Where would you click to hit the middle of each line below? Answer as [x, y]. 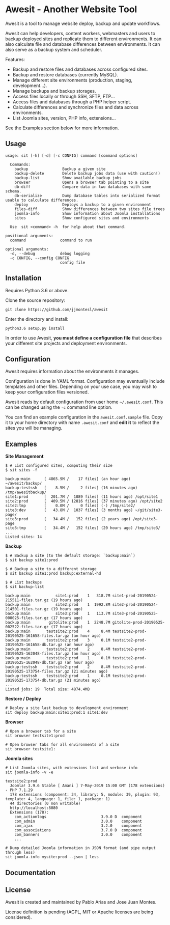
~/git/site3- [149, 510]
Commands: [20, 164]
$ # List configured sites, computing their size [59, 466]
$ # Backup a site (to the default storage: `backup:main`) [70, 556]
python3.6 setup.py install [35, 328]
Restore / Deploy [23, 699]
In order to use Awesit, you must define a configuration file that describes [83, 338]
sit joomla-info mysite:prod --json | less [52, 857]
